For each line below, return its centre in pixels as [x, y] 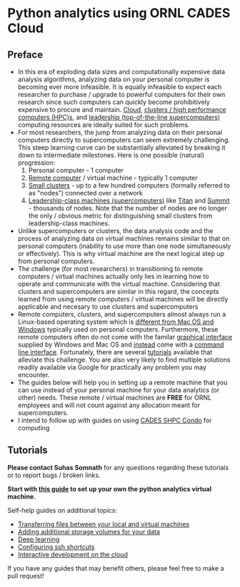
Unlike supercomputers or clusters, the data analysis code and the [115, 231]
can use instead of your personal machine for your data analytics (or [119, 390]
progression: [36, 163]
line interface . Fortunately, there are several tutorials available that [115, 352]
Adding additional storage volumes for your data [89, 531]
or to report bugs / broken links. [54, 475]
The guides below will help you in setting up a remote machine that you [122, 382]
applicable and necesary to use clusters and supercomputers [108, 307]
